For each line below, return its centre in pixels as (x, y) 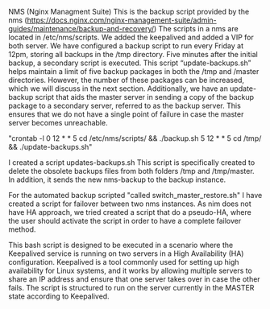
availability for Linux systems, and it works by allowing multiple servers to (130, 270)
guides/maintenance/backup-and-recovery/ (81, 29)
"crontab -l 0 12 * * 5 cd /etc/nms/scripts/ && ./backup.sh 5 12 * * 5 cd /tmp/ (135, 138)
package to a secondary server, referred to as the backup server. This (125, 105)
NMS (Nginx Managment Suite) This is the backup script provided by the (129, 12)
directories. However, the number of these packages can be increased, (126, 80)
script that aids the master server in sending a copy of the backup (145, 97)
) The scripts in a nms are (196, 29)
